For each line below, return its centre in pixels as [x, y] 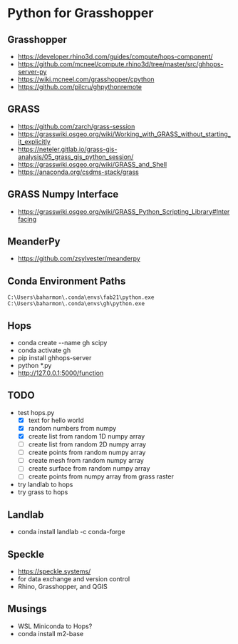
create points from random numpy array [87, 453]
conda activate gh [44, 350]
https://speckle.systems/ [54, 571]
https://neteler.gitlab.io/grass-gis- [67, 149]
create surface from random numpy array [89, 469]
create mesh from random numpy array [86, 461]
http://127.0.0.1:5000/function [61, 373]
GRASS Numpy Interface [63, 194]
